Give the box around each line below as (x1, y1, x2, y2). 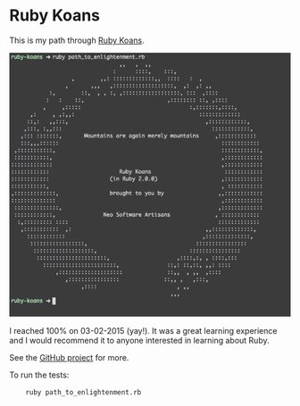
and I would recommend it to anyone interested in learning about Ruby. (9, 335, 270, 345)
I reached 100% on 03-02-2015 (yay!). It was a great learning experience (9, 325, 278, 336)
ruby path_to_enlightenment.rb (25, 387, 142, 397)
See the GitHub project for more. (9, 352, 129, 362)
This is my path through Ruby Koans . (9, 35, 145, 46)
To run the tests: (9, 369, 70, 380)
